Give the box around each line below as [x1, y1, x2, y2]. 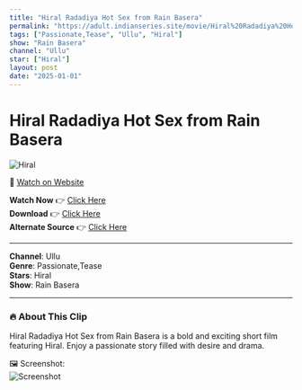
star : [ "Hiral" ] [9, 55, 70, 64]
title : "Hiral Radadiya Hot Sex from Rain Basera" [9, 13, 203, 22]
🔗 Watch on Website [9, 176, 84, 187]
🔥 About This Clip [9, 310, 88, 323]
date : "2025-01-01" [9, 72, 83, 81]
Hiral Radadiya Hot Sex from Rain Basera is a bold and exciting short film [9, 330, 279, 341]
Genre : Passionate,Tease [9, 260, 102, 270]
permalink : [9, 22, 50, 31]
